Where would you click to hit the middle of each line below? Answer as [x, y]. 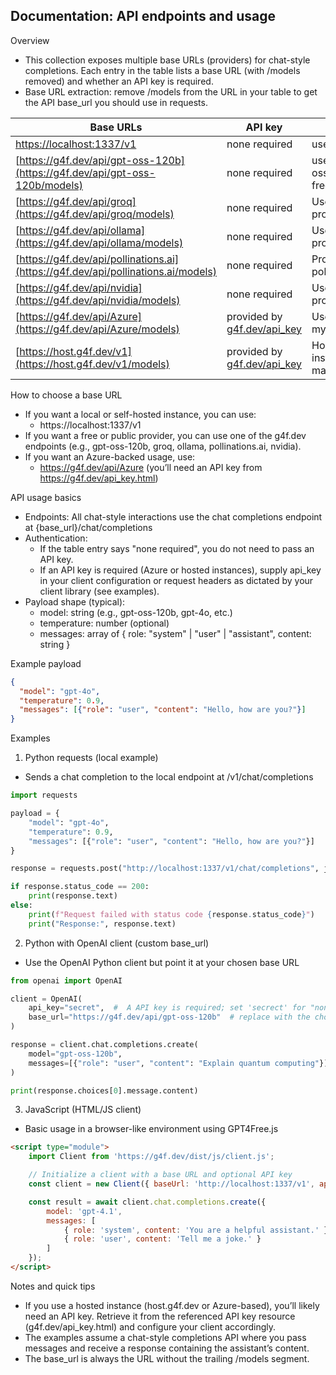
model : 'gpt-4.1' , [84, 1211]
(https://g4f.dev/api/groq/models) [95, 214]
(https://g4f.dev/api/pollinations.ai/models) [116, 271]
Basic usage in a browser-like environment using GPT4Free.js [151, 1129]
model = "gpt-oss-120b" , [75, 1054]
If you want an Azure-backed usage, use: [110, 456]
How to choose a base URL [66, 395]
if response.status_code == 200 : [80, 887]
